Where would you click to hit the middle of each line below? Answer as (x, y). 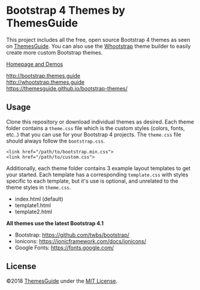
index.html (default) (39, 199)
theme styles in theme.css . (39, 187)
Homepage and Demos (35, 64)
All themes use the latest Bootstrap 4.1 (55, 223)
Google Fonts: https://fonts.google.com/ (64, 247)
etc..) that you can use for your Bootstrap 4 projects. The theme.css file (94, 134)
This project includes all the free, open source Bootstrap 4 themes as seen (98, 40)
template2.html (34, 212)
